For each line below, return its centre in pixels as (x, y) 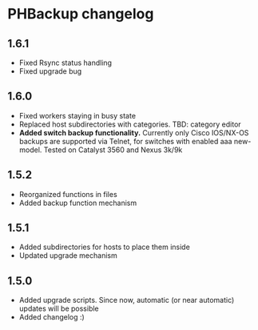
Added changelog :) (52, 317)
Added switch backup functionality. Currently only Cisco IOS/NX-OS (134, 132)
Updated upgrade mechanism (68, 256)
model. (30, 150)
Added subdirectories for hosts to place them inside (105, 247)
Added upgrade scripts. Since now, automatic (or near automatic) (127, 300)
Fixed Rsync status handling (65, 62)
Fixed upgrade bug (50, 71)
